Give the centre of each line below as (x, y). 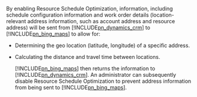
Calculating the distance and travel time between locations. (87, 57)
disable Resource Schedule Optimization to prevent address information (103, 81)
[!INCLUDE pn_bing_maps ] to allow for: (53, 34)
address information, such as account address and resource (101, 21)
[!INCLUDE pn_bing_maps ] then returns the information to (85, 68)
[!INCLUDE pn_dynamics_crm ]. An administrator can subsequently (96, 75)
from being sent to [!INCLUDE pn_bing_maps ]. (71, 87)
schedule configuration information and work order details (78, 15)
